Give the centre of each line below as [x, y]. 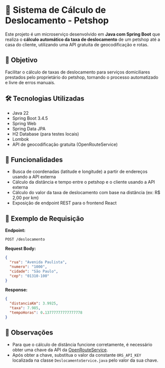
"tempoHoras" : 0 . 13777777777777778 [46, 313]
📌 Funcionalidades [34, 160]
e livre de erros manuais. [30, 82]
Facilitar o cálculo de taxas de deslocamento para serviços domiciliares [78, 72]
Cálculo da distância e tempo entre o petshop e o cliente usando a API [83, 182]
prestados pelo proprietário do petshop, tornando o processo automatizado [82, 77]
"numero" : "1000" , [29, 267]
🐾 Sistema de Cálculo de [55, 10]
